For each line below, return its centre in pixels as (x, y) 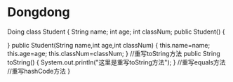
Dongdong (39, 12)
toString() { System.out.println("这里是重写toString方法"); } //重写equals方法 (116, 62)
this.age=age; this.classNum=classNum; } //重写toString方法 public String (114, 53)
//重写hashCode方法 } (39, 71)
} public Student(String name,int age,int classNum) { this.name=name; (109, 45)
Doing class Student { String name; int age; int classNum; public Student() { (116, 32)
